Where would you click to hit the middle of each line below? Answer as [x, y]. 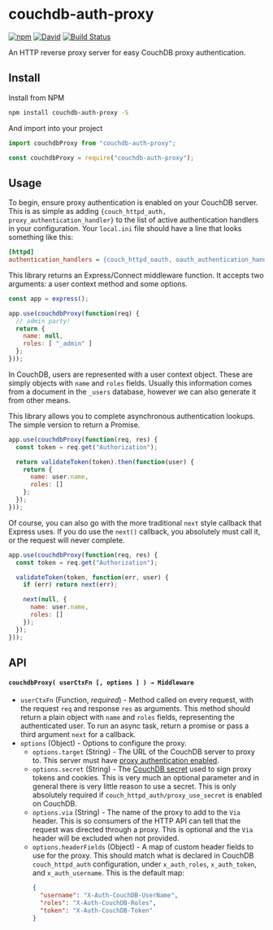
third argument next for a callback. [78, 735]
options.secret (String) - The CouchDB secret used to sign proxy [142, 769]
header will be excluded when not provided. [106, 838]
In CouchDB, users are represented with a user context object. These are [131, 374]
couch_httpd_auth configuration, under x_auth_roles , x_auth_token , [145, 864]
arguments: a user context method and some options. [98, 284]
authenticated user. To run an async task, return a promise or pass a [134, 726]
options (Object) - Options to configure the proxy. [103, 743]
